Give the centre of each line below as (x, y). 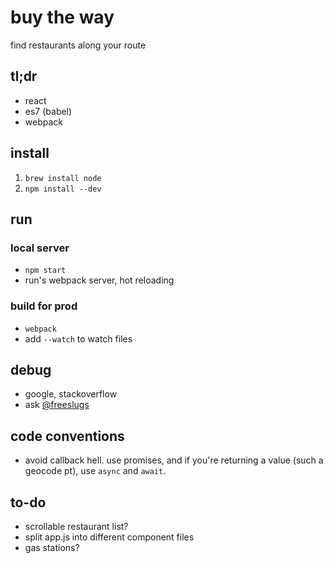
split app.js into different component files (109, 537)
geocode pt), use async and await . (95, 471)
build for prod (44, 306)
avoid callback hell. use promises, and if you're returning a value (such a (174, 460)
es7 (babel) (48, 111)
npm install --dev (63, 189)
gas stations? (52, 547)
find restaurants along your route (78, 45)
